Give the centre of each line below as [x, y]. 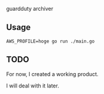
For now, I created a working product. [52, 74]
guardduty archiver [30, 9]
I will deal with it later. [33, 86]
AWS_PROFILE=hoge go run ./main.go [51, 41]
